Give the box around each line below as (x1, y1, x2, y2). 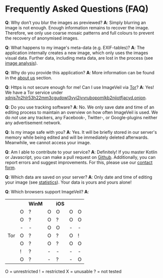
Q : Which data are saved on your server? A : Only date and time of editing (5, 174, 153, 180)
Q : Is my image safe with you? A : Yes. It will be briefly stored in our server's (5, 129, 157, 135)
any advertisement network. (5, 120, 62, 126)
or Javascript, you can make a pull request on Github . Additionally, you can (5, 154, 156, 160)
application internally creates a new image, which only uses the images (5, 50, 148, 56)
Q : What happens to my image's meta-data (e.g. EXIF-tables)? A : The (5, 44, 145, 50)
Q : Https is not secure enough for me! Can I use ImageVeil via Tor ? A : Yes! (5, 84, 154, 90)
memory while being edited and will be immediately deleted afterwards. (5, 134, 149, 140)
